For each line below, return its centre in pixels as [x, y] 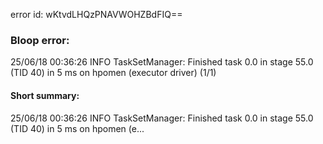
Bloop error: [40, 40]
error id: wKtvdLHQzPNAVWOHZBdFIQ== [96, 14]
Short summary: [45, 95]
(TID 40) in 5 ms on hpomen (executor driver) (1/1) [113, 73]
